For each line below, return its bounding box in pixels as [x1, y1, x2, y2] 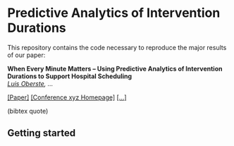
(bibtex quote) [7, 107, 49, 115]
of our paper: [7, 51, 46, 59]
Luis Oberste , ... [7, 79, 54, 87]
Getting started [7, 127, 76, 139]
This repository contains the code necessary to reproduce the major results [7, 43, 227, 51]
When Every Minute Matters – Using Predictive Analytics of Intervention [7, 64, 223, 73]
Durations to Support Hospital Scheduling [7, 72, 133, 80]
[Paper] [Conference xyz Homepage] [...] [7, 93, 127, 102]
